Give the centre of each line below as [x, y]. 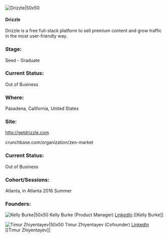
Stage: [13, 49]
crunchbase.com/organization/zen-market [49, 142]
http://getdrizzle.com [27, 133]
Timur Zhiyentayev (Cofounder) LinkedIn [107, 225]
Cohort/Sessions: [27, 180]
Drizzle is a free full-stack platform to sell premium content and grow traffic [83, 31]
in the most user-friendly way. [36, 36]
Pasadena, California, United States [42, 108]
